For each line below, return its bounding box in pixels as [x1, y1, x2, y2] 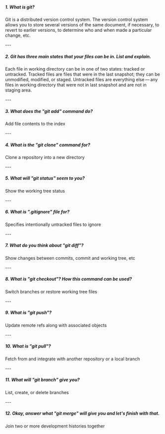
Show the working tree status [5, 188, 65, 194]
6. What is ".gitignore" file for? [5, 209, 70, 215]
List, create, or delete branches [5, 389, 69, 395]
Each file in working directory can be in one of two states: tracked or [5, 66, 145, 72]
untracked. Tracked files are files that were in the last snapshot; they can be [5, 71, 160, 77]
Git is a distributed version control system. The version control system [5, 16, 148, 22]
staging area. [5, 87, 32, 93]
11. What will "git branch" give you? [5, 377, 80, 383]
